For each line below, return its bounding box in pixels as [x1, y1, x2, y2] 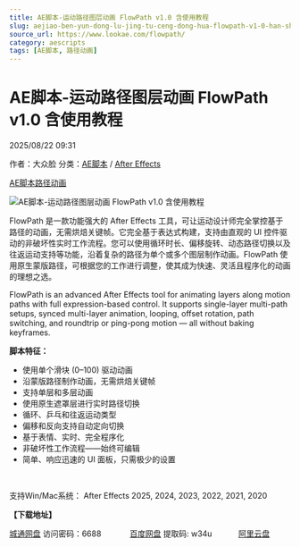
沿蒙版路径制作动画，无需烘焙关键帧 [21, 376, 156, 387]
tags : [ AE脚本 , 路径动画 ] [9, 46, 98, 55]
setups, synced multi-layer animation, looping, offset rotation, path [9, 308, 254, 319]
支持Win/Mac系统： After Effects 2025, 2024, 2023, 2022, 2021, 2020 [9, 491, 268, 501]
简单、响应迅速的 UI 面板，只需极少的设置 [21, 454, 176, 465]
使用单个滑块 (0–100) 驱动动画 [21, 365, 134, 375]
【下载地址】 [9, 509, 56, 520]
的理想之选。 [9, 272, 56, 282]
